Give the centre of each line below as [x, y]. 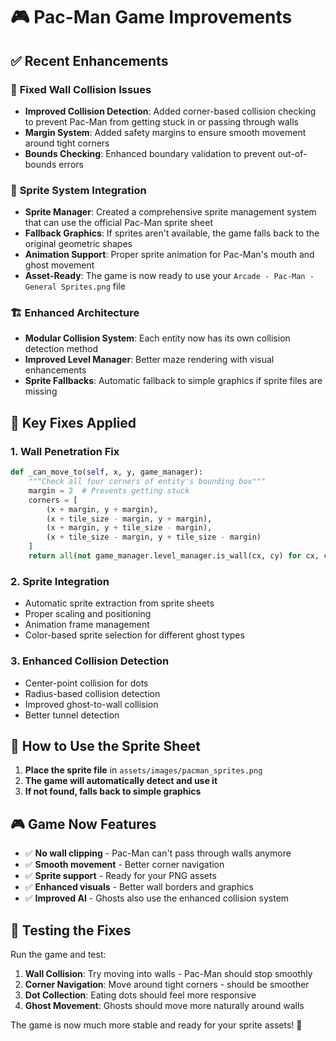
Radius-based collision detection [92, 693]
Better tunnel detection [72, 715]
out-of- [292, 153]
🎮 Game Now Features [83, 824]
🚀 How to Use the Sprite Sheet [105, 745]
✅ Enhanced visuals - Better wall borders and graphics [139, 887]
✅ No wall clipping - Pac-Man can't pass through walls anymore [158, 853]
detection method [61, 349]
